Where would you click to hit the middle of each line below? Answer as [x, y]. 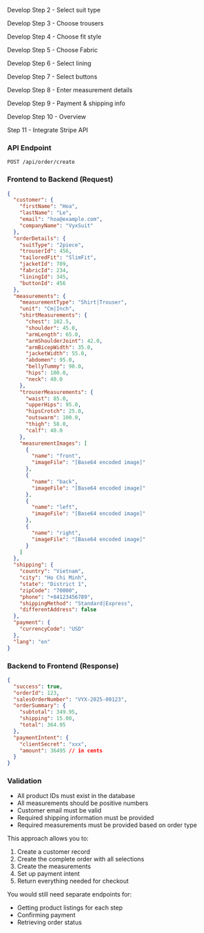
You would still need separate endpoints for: [69, 894]
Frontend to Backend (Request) [60, 180]
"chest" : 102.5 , [48, 322]
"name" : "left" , [55, 507]
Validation [25, 781]
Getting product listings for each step [70, 908]
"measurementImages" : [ [54, 443]
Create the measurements [54, 866]
